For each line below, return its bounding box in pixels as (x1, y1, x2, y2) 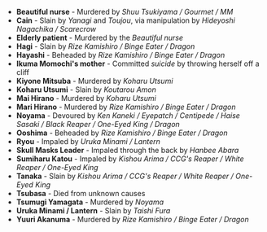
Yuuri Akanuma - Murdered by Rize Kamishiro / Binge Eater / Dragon (15, 215, 250, 224)
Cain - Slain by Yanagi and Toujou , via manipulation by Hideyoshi (15, 15, 236, 25)
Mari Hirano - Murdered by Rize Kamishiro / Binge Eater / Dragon (15, 102, 236, 112)
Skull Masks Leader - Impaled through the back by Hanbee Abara (15, 146, 239, 155)
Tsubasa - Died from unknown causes (15, 189, 146, 198)
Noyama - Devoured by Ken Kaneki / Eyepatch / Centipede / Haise (15, 111, 240, 120)
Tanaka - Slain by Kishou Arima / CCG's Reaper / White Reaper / (15, 171, 234, 181)
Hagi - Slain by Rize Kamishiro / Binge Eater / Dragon (15, 42, 195, 51)
